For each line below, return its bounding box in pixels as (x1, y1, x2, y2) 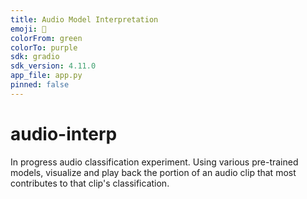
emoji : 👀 (10, 24, 47, 34)
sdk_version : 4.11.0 (10, 61, 97, 71)
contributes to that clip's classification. (10, 177, 170, 189)
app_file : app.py (10, 71, 83, 81)
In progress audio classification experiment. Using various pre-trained (10, 156, 299, 168)
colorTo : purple (10, 42, 78, 53)
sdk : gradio (10, 52, 60, 62)
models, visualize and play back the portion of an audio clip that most (10, 166, 297, 178)
